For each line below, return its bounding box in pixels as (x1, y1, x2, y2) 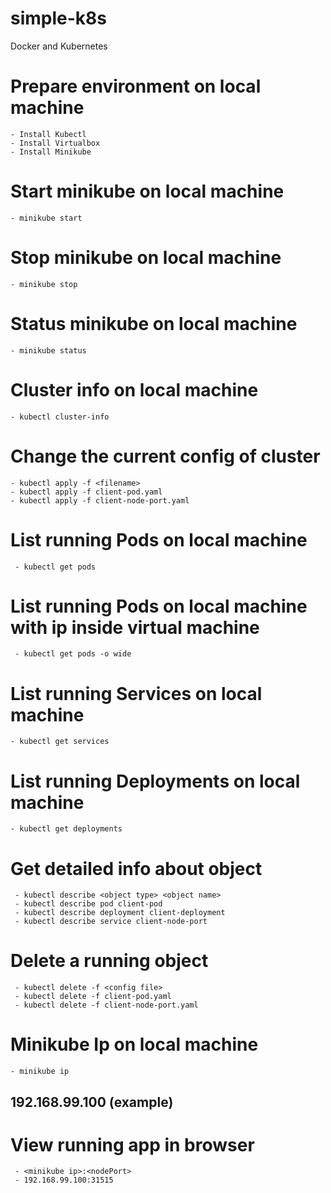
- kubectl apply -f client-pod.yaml (10, 487, 163, 497)
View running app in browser (10, 1133, 255, 1156)
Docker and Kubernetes (10, 40, 108, 52)
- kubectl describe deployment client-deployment (14, 908, 226, 918)
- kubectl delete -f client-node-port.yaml (14, 1000, 199, 1011)
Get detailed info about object (10, 857, 263, 880)
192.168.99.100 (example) (10, 1093, 174, 1111)
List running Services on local (10, 682, 263, 705)
